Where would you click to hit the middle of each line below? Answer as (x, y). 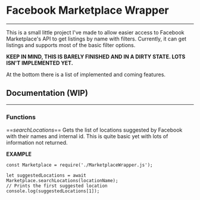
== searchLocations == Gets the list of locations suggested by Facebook (94, 130)
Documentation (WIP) (47, 93)
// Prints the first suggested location (57, 186)
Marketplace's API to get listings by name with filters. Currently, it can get (96, 39)
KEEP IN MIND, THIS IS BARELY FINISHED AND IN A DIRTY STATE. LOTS (96, 57)
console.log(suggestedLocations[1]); (53, 191)
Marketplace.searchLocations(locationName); (62, 181)
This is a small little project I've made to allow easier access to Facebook (95, 32)
